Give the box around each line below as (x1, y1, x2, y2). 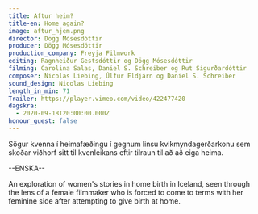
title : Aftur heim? (8, 11, 74, 20)
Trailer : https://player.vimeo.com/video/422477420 (8, 94, 185, 103)
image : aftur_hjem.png (8, 27, 85, 35)
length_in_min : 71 (8, 86, 70, 95)
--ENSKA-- (8, 163, 46, 173)
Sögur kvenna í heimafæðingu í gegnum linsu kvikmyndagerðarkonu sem (8, 139, 251, 149)
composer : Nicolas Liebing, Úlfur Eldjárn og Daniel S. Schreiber (8, 72, 236, 80)
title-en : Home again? (8, 19, 85, 27)
